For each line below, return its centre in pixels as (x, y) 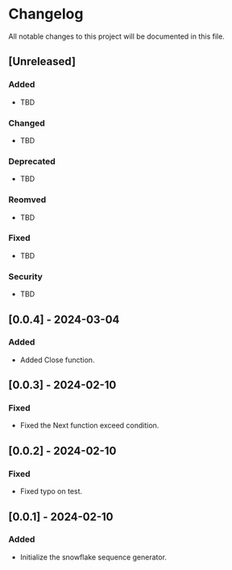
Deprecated (32, 161)
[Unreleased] (42, 62)
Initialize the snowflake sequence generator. (93, 557)
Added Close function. (57, 360)
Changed (27, 123)
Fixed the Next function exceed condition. (89, 425)
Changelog (46, 14)
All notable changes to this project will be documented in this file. (117, 36)
